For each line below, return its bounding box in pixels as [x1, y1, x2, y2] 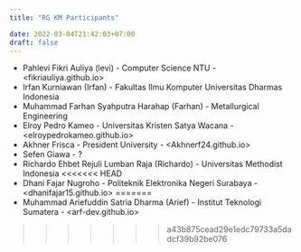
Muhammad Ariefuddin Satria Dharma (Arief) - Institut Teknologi [22, 197, 262, 208]
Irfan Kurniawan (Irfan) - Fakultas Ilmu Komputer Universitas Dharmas [22, 82, 283, 93]
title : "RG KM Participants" [9, 13, 119, 23]
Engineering [22, 110, 68, 122]
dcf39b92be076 [166, 234, 228, 245]
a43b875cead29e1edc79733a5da [166, 224, 292, 235]
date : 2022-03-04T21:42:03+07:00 [9, 29, 136, 39]
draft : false [9, 38, 59, 47]
